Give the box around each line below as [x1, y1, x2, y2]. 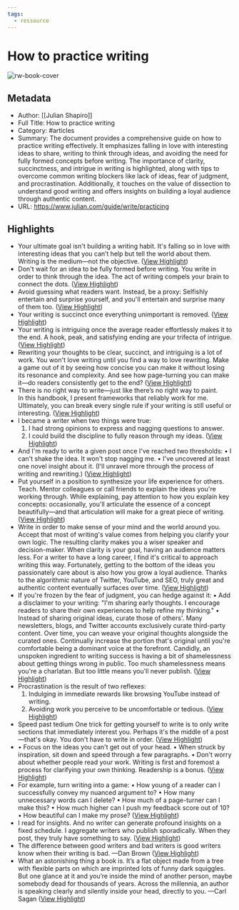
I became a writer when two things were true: [17, 416, 152, 425]
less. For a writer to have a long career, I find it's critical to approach [17, 553, 218, 561]
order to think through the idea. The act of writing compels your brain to [17, 272, 230, 281]
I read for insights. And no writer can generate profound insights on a [17, 819, 221, 827]
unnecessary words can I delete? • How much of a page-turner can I [17, 796, 220, 804]
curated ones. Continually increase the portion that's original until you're [17, 636, 230, 645]
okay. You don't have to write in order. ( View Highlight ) [42, 735, 203, 744]
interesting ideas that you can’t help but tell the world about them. [17, 249, 212, 258]
